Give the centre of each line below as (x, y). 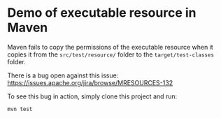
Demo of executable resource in (102, 13)
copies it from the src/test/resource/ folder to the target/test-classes (111, 54)
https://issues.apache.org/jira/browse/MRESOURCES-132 (90, 82)
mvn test (20, 109)
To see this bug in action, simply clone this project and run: (92, 96)
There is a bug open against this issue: (63, 75)
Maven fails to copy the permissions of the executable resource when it (110, 47)
